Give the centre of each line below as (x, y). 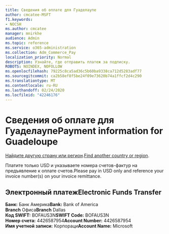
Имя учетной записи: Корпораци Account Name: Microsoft (69, 226)
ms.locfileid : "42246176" (32, 95)
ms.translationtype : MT (30, 81)
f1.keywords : (19, 19)
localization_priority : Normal (38, 57)
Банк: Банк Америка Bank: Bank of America (52, 205)
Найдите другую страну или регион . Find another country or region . (77, 156)
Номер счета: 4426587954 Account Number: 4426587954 (68, 221)
